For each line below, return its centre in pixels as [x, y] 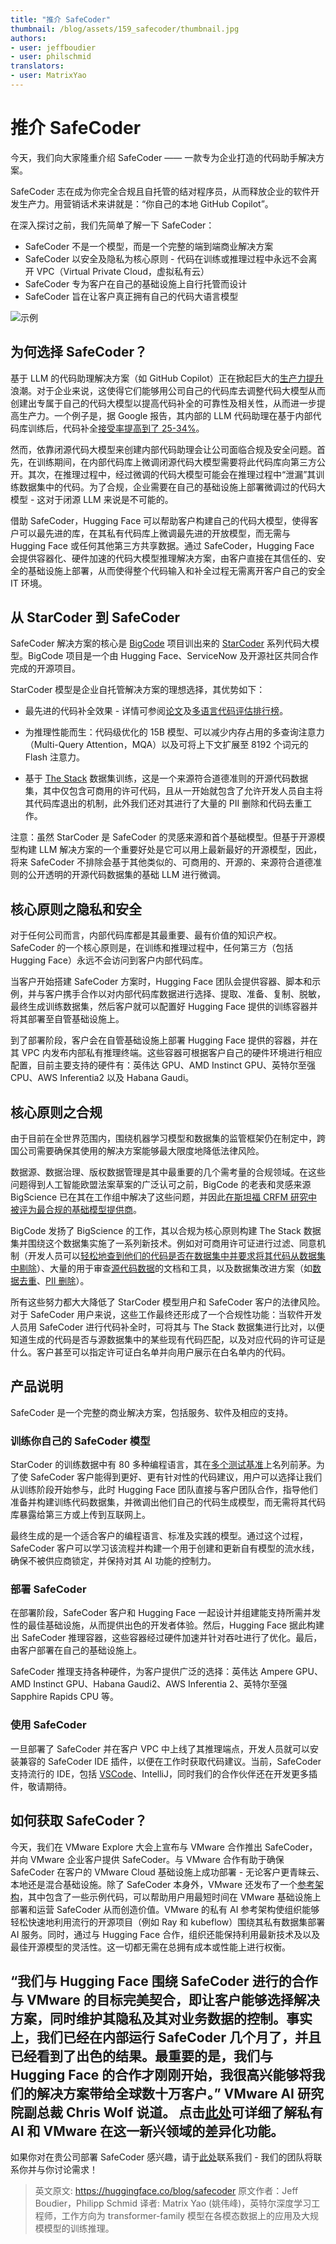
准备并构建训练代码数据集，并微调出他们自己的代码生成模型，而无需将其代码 [168, 1502]
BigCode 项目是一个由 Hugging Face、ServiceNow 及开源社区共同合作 [173, 656]
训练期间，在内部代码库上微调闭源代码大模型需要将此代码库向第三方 [176, 462]
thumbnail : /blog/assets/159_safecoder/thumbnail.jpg [125, 29]
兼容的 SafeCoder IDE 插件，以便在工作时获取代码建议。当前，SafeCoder [170, 1761]
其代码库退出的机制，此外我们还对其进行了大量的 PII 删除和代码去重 [164, 803]
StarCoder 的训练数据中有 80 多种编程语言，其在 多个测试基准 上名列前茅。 [163, 1465]
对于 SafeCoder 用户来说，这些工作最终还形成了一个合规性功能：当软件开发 [166, 1315]
